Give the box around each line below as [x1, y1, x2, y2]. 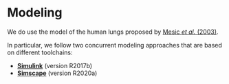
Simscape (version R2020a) [17, 69, 98, 77]
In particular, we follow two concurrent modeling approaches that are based [7, 41, 222, 49]
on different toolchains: [7, 48, 73, 56]
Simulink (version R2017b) [17, 61, 93, 70]
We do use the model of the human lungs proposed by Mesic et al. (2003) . [7, 28, 219, 36]
